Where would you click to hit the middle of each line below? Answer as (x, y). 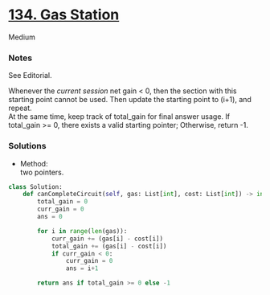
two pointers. (42, 172)
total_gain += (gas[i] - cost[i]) (109, 246)
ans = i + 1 (82, 268)
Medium (22, 37)
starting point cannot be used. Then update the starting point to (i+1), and (130, 100)
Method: (34, 163)
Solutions (27, 146)
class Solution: (35, 186)
